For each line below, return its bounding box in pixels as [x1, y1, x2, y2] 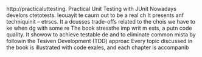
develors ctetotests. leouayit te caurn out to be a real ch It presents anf [6, 12, 184, 19]
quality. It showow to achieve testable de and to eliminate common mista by [6, 31, 196, 38]
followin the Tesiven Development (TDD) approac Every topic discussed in [6, 38, 193, 44]
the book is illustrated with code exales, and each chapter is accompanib [6, 44, 189, 51]
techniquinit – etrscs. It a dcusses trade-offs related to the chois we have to [6, 18, 196, 25]
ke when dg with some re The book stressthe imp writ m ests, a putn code [6, 24, 192, 32]
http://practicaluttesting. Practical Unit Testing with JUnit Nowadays [6, 5, 176, 12]
